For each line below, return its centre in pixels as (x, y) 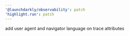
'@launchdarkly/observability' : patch (45, 10)
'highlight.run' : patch (30, 14)
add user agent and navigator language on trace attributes (65, 28)
